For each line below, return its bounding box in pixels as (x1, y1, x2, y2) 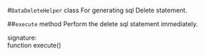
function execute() (7, 41, 62, 49)
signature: (7, 33, 37, 42)
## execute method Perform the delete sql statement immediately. (7, 20, 199, 28)
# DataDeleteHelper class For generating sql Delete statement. (7, 6, 188, 14)
